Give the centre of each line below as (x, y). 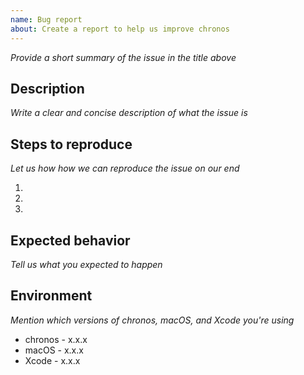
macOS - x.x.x (54, 350)
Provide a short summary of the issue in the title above (123, 57)
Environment (51, 296)
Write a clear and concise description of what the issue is (129, 113)
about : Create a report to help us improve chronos (120, 29)
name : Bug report (46, 19)
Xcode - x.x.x (52, 360)
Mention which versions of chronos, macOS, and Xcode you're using (152, 320)
